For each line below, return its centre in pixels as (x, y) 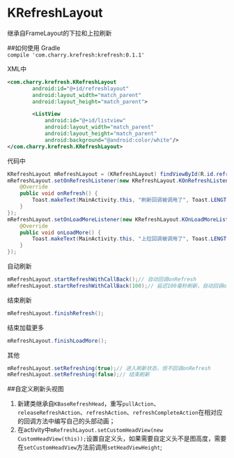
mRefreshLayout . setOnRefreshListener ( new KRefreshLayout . (93, 180)
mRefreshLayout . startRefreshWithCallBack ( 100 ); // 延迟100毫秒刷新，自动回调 (115, 286)
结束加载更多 (25, 327)
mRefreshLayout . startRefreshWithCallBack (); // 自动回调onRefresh (102, 280)
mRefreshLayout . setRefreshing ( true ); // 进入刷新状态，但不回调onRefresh (109, 368)
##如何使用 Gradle (34, 47)
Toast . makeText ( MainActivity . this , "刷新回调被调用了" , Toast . (122, 200)
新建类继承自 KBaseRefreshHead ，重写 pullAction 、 (88, 404)
